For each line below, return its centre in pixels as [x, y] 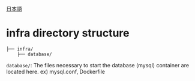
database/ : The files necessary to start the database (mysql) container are [98, 65]
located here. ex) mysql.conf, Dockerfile [56, 71]
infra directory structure [68, 33]
